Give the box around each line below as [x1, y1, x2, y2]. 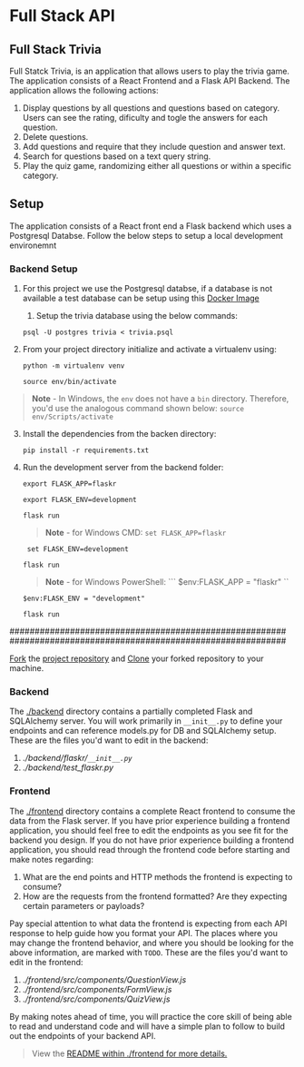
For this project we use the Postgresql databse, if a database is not [22, 283, 273, 294]
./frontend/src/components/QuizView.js [22, 993, 171, 1004]
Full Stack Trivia [9, 42, 102, 57]
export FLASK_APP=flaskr [22, 479, 117, 489]
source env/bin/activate [22, 378, 117, 387]
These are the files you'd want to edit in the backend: [9, 735, 209, 746]
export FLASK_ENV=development [22, 496, 138, 505]
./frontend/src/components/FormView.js [22, 983, 172, 994]
